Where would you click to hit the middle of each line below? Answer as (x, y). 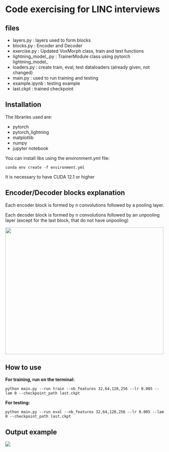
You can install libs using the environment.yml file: (57, 158)
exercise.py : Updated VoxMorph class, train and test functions (78, 51)
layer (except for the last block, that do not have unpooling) (67, 220)
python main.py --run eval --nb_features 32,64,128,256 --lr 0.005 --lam (85, 412)
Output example (31, 432)
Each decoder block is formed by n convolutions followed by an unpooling (82, 215)
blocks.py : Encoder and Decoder (47, 46)
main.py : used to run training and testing (55, 78)
